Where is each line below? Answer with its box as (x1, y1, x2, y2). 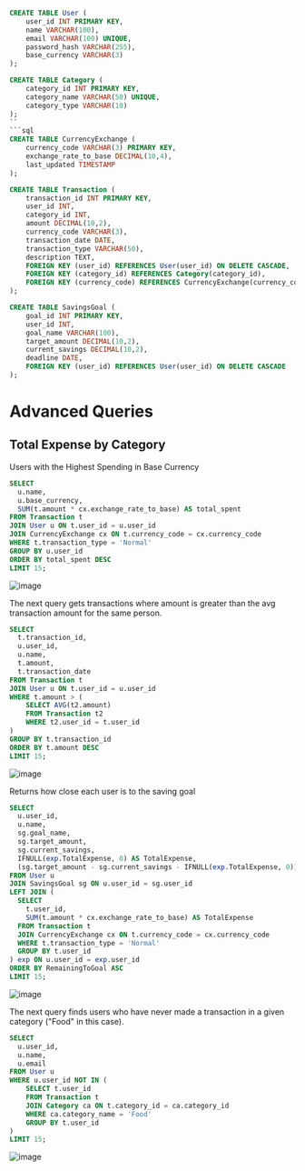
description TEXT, (25, 253, 95, 262)
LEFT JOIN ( (9, 887, 54, 897)
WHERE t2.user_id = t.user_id (25, 718, 141, 727)
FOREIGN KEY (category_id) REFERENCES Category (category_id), (25, 269, 266, 279)
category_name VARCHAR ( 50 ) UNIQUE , (25, 92, 161, 102)
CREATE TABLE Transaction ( (9, 185, 116, 195)
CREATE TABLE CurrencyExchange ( (9, 135, 136, 145)
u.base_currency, (17, 495, 84, 505)
